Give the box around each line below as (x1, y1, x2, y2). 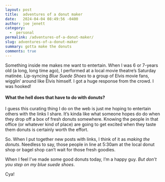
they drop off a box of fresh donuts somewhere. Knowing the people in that (5, 116, 159, 122)
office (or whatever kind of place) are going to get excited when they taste (5, 121, 157, 127)
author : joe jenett (5, 21, 45, 26)
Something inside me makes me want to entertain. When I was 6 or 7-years (5, 62, 159, 68)
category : (5, 26, 26, 31)
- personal (9, 30, 35, 35)
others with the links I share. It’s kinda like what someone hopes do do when (5, 111, 161, 117)
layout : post (5, 7, 32, 12)
